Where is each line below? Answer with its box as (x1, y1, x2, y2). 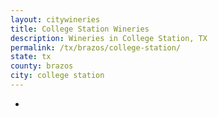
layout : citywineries (10, 14, 101, 25)
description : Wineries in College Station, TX (10, 33, 208, 43)
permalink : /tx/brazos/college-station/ (10, 42, 182, 53)
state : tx (10, 52, 52, 62)
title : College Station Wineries (10, 24, 150, 34)
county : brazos (10, 61, 74, 71)
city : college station (10, 71, 105, 81)
